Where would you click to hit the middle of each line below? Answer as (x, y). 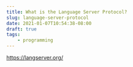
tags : (13, 35)
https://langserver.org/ (35, 58)
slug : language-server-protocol (47, 18)
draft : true (21, 29)
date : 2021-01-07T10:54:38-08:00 (49, 23)
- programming (35, 40)
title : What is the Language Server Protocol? (67, 12)
